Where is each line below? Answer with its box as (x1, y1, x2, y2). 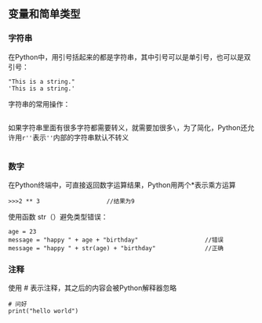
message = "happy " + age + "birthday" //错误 (8, 236, 224, 244)
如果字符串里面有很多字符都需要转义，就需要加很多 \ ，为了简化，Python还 (8, 122, 248, 132)
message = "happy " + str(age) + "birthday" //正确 (8, 244, 224, 252)
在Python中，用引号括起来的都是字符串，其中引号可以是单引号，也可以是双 (8, 52, 251, 61)
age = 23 (8, 227, 37, 235)
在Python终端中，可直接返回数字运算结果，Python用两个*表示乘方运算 (8, 180, 237, 190)
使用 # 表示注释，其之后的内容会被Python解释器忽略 (8, 283, 177, 292)
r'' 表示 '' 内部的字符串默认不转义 (22, 132, 129, 142)
